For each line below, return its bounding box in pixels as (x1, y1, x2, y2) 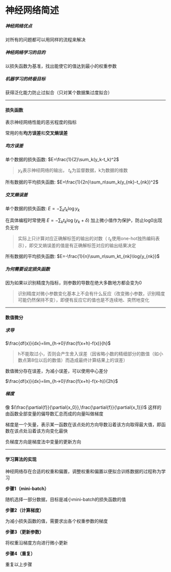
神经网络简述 (5, 5, 60, 16)
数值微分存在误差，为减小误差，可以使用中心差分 (5, 368, 108, 374)
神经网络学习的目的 (5, 49, 46, 55)
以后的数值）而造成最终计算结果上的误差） (38, 357, 128, 363)
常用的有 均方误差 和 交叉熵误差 (5, 130, 68, 136)
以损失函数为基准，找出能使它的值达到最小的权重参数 (5, 63, 117, 69)
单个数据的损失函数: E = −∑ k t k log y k (5, 205, 80, 213)
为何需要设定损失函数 (5, 266, 50, 272)
